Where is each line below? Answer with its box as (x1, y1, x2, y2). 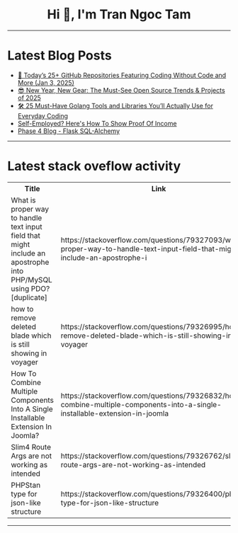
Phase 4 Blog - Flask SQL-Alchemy (17, 127, 120, 135)
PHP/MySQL (11, 275, 53, 285)
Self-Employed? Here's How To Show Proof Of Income (17, 119, 177, 127)
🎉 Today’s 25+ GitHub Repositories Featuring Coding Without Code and (17, 71, 227, 79)
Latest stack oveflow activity (7, 159, 181, 174)
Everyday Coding (17, 111, 69, 120)
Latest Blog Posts (7, 47, 112, 64)
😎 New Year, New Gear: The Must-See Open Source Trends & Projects (17, 86, 225, 94)
